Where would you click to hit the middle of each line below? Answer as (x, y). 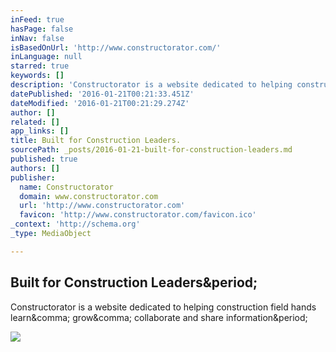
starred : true (40, 66)
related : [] (35, 122)
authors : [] (35, 168)
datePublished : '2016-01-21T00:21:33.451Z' (102, 94)
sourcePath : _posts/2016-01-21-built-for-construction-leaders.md (151, 150)
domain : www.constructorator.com (89, 196)
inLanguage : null (46, 57)
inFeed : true (37, 19)
